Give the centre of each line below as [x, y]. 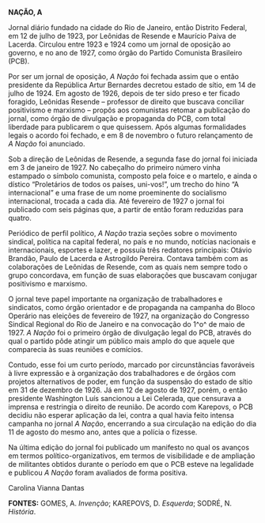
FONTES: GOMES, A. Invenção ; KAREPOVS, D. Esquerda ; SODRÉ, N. [120, 503]
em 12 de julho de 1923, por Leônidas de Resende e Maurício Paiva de [122, 36]
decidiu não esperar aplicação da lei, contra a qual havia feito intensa [121, 415]
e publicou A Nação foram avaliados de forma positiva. [98, 472]
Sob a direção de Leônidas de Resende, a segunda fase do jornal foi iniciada [133, 159]
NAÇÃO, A [25, 12]
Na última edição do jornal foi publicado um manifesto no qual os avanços [129, 447]
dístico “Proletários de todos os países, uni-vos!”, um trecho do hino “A [124, 184]
